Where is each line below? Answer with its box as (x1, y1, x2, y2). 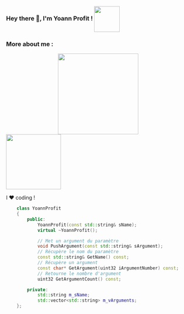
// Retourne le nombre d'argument (37, 271, 121, 276)
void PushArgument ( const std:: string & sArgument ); (37, 244, 164, 249)
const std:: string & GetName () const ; (37, 254, 130, 261)
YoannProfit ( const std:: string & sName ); (37, 222, 137, 228)
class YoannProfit (16, 205, 61, 211)
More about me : (6, 40, 54, 48)
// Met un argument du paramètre (37, 238, 119, 244)
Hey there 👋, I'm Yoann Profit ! (6, 15, 93, 23)
